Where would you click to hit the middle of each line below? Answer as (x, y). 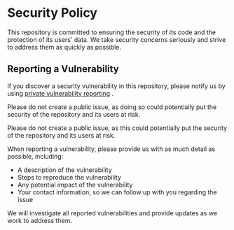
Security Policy (53, 13)
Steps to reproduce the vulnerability (69, 177)
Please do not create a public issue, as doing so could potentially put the (112, 107)
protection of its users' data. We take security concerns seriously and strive (117, 39)
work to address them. (40, 220)
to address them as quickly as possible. (64, 47)
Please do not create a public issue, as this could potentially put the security (117, 128)
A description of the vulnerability (64, 170)
